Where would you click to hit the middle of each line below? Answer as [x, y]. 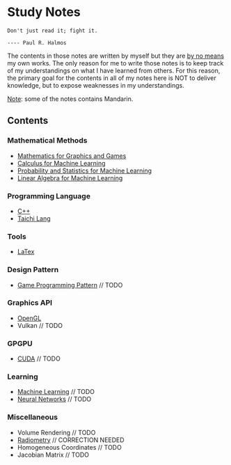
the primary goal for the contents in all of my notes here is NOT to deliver [112, 78]
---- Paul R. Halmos [37, 42]
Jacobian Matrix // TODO [53, 455]
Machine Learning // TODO [56, 392]
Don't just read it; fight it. [53, 31]
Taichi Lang [34, 218]
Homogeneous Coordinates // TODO [69, 447]
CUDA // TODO [39, 358]
